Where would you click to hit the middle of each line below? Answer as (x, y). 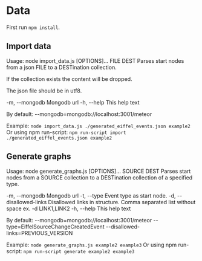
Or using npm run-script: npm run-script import (66, 132)
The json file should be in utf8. (44, 91)
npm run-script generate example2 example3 (79, 251)
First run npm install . (33, 27)
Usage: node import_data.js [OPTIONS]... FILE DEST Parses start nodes (95, 60)
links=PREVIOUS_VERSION (40, 233)
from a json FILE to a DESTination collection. (61, 67)
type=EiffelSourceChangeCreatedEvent (55, 227)
